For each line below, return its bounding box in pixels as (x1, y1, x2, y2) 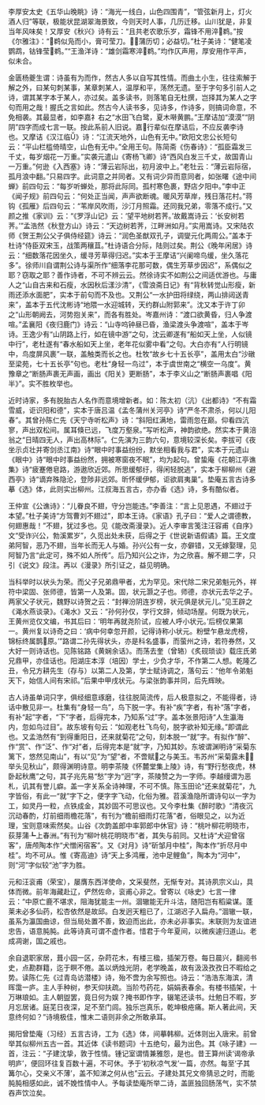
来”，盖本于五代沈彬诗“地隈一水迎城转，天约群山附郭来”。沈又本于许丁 (8, 300, 239, 309)
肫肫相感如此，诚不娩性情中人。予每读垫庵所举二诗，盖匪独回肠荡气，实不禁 (8, 1078, 257, 1088)
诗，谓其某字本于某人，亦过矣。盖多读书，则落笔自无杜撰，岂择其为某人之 (8, 93, 250, 102)
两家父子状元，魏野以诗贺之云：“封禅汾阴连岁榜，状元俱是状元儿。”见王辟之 (8, 597, 253, 606)
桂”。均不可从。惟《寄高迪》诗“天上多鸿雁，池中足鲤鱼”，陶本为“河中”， (8, 851, 244, 860)
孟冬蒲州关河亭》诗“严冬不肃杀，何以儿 (121, 406, 250, 414)
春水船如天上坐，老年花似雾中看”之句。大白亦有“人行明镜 (62, 339, 248, 349)
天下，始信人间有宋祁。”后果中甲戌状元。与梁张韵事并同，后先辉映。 (8, 676, 230, 685)
